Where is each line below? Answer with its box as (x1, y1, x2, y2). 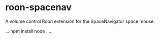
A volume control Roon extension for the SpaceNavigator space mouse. (5, 18, 155, 24)
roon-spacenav (5, 2, 72, 13)
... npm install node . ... (5, 28, 53, 34)
